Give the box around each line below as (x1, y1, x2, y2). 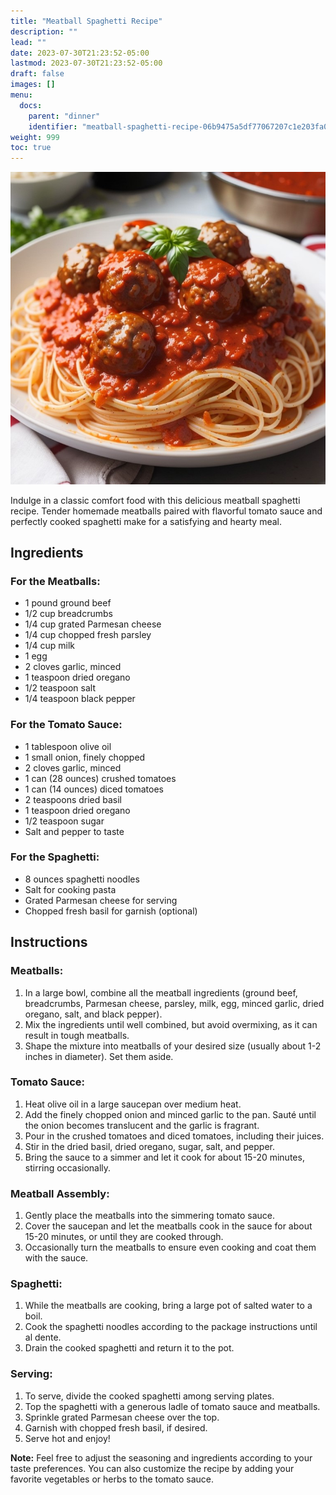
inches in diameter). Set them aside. (24, 1050, 174, 1062)
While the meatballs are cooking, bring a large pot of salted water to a (24, 1300, 313, 1312)
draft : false (10, 69, 65, 79)
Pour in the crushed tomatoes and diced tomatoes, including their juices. (24, 1130, 325, 1142)
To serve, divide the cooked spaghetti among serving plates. (24, 1390, 275, 1402)
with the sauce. (24, 1252, 89, 1264)
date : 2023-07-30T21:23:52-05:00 (10, 48, 150, 58)
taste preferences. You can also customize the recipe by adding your (10, 1462, 295, 1474)
